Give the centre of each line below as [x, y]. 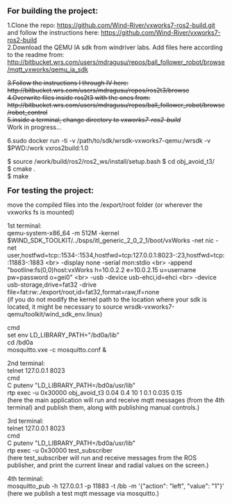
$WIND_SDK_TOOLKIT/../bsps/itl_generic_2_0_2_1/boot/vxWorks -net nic [110, 240]
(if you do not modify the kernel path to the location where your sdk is [107, 299]
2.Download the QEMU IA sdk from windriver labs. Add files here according [115, 47]
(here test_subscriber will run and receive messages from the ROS [102, 458]
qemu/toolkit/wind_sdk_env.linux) [55, 314]
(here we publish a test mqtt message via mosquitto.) [83, 493]
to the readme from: [36, 54]
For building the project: [53, 11]
